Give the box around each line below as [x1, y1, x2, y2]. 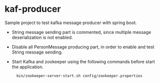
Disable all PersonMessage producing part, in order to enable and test [11, 44, 155, 50]
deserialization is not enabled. [11, 34, 73, 40]
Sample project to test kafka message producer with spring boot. [4, 20, 137, 26]
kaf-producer [4, 3, 61, 15]
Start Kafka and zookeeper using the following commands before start [11, 58, 155, 64]
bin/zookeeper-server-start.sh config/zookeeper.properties [16, 73, 143, 78]
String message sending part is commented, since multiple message [11, 29, 152, 35]
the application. [11, 64, 44, 70]
